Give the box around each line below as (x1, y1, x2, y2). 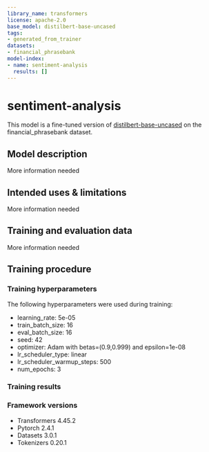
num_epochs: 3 (17, 365, 61, 373)
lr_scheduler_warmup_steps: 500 (17, 357, 112, 365)
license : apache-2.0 (7, 17, 67, 24)
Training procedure (7, 264, 92, 275)
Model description (7, 148, 88, 160)
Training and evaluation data (7, 225, 132, 237)
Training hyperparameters (7, 284, 97, 294)
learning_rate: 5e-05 (17, 313, 76, 322)
